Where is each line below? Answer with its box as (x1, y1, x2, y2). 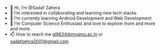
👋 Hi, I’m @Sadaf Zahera (9, 5, 61, 10)
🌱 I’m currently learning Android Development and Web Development (9, 15, 152, 21)
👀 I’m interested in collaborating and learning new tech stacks (9, 10, 137, 16)
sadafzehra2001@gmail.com (9, 39, 69, 44)
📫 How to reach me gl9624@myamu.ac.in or (9, 31, 103, 37)
